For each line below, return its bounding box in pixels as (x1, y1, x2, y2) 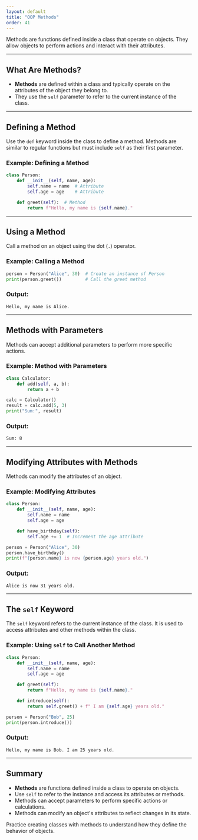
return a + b (27, 386, 60, 392)
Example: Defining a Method (6, 159, 90, 167)
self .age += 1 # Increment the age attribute (27, 534, 144, 539)
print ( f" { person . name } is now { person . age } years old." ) (6, 555, 149, 561)
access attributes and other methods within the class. (6, 626, 137, 634)
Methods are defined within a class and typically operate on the (14, 80, 170, 88)
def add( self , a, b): (16, 381, 70, 387)
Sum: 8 (6, 435, 22, 441)
